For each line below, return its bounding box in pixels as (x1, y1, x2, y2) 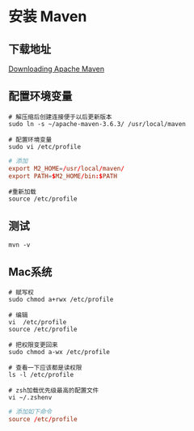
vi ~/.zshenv (8, 394, 53, 402)
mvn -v (8, 241, 31, 249)
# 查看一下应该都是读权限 (8, 364, 82, 372)
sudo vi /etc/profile (8, 142, 82, 150)
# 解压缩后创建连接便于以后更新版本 (8, 112, 112, 121)
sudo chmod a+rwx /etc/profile (8, 296, 114, 304)
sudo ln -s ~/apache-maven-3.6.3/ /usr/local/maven (8, 120, 186, 128)
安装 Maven (8, 7, 87, 26)
